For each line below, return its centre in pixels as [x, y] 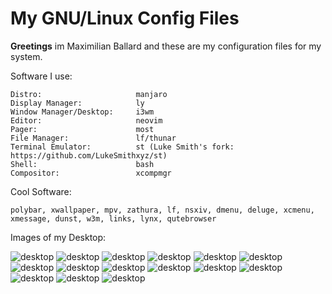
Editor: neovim [86, 120]
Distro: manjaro [89, 94]
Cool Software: [41, 191]
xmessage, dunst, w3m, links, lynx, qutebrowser [113, 218]
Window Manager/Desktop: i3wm [82, 112]
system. [26, 56]
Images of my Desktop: [58, 237]
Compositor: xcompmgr [91, 173]
